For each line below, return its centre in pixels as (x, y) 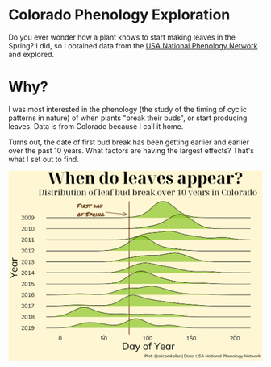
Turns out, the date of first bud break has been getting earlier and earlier (129, 142)
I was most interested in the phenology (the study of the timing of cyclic (128, 109)
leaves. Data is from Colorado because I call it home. (96, 126)
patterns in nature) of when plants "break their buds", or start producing (128, 118)
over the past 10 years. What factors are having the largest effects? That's (131, 150)
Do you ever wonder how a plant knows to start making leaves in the (122, 37)
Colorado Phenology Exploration (119, 15)
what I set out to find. (44, 159)
